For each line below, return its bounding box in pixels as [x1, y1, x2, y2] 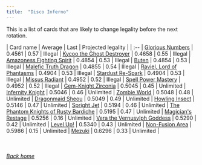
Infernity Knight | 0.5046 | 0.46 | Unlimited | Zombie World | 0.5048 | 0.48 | [6, 88, 194, 95]
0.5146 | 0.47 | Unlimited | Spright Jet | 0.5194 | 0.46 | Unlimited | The [6, 101, 180, 109]
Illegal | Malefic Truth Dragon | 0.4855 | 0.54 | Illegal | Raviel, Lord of [6, 63, 177, 70]
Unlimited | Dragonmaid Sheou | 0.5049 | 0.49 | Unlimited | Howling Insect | [6, 95, 195, 102]
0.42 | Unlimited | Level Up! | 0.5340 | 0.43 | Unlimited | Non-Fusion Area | [6, 120, 192, 128]
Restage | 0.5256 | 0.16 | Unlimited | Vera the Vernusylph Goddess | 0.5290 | [6, 114, 197, 121]
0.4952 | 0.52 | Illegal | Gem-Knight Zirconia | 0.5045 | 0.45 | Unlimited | [6, 82, 186, 89]
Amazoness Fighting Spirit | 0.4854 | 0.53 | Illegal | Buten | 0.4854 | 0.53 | [6, 56, 191, 63]
